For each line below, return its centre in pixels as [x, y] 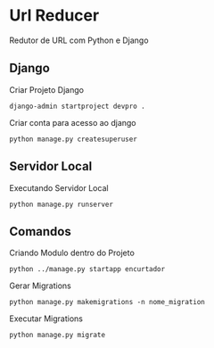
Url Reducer [54, 16]
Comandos [40, 232]
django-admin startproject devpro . [77, 106]
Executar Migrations [46, 319]
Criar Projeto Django [47, 89]
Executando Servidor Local [59, 187]
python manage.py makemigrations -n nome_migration [107, 302]
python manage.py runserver [62, 204]
